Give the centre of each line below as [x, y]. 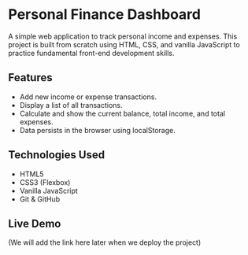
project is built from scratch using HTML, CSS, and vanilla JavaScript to [124, 44]
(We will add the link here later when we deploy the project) [105, 242]
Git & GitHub [40, 199]
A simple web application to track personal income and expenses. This [123, 36]
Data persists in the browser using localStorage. [97, 130]
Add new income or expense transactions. [88, 97]
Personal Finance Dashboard [104, 15]
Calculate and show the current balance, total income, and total [122, 113]
